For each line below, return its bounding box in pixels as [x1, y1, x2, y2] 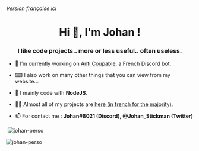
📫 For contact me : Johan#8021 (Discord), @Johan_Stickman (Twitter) [14, 113, 193, 120]
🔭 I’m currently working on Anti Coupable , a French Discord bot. [14, 60, 172, 68]
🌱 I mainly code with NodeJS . [14, 89, 88, 97]
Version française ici [6, 5, 57, 12]
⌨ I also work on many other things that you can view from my [14, 72, 170, 79]
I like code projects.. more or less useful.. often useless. [17, 46, 182, 54]
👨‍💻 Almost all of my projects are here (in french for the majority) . [14, 101, 173, 108]
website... [14, 78, 39, 85]
